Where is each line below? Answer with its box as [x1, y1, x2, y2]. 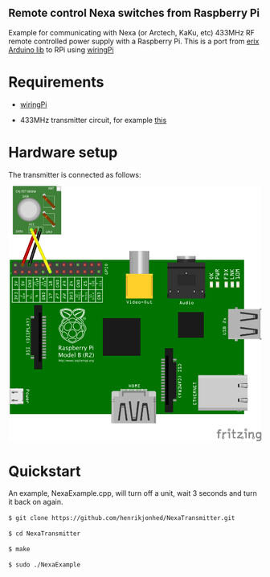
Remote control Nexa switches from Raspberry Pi [8, 6, 260, 20]
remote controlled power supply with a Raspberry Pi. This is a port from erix [8, 36, 260, 46]
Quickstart [8, 462, 82, 481]
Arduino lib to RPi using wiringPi [8, 44, 114, 55]
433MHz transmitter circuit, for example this [19, 115, 167, 125]
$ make [8, 546, 31, 554]
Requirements [8, 73, 104, 91]
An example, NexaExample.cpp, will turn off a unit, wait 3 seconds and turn [8, 489, 257, 498]
